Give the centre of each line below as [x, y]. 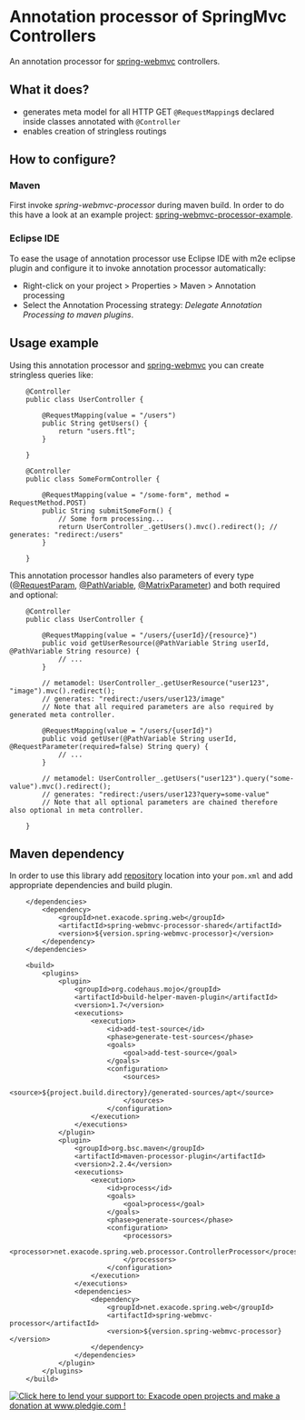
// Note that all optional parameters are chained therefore [160, 802]
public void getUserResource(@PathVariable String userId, [156, 643]
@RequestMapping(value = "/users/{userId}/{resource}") [150, 635]
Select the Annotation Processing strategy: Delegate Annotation [142, 305]
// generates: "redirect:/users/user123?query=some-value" [156, 794]
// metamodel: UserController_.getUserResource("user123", [156, 683]
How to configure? [63, 160]
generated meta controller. [63, 715]
